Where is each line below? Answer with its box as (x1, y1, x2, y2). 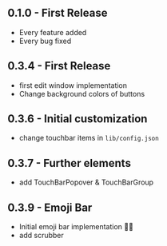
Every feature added (18, 27, 87, 37)
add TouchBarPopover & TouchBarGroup (18, 177, 153, 187)
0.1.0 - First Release (7, 6, 108, 20)
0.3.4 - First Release (7, 59, 111, 73)
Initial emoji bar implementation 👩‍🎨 (18, 222, 133, 232)
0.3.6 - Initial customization (7, 112, 148, 126)
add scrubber (18, 231, 65, 240)
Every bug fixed (18, 36, 72, 46)
